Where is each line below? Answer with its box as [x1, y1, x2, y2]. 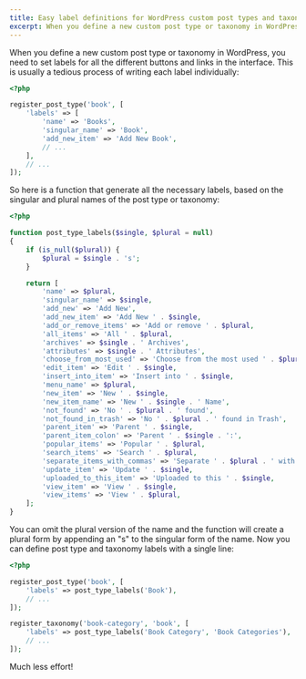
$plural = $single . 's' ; [42, 253, 141, 262]
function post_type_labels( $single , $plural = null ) [9, 229, 214, 238]
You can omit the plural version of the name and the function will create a [9, 524, 284, 534]
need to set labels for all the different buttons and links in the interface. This [9, 57, 294, 67]
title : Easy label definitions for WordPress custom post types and [9, 13, 275, 23]
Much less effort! [9, 661, 74, 672]
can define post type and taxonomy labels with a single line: [9, 543, 235, 554]
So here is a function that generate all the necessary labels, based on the [9, 184, 284, 196]
